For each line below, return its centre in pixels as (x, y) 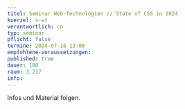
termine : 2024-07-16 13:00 (46, 46)
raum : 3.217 (24, 72)
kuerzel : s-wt (28, 20)
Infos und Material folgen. (44, 98)
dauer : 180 (23, 65)
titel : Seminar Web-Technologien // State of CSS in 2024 (92, 14)
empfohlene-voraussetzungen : (49, 53)
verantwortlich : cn (35, 26)
